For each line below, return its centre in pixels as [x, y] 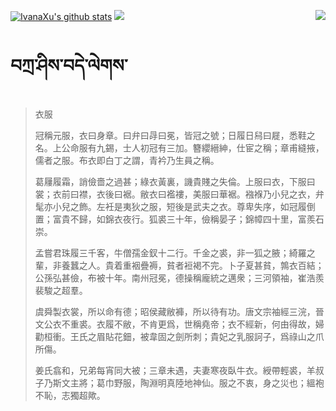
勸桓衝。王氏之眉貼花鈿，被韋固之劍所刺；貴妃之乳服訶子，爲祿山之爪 [179, 336]
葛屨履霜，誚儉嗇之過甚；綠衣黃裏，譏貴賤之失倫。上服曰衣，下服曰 [175, 181]
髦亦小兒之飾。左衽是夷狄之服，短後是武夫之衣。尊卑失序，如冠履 [170, 206]
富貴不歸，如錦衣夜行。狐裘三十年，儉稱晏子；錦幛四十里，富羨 [184, 219]
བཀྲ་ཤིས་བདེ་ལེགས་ [69, 66]
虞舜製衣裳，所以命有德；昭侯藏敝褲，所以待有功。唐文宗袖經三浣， [175, 311]
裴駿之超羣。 [61, 290]
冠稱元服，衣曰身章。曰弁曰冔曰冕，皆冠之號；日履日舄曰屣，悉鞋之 [175, 135]
